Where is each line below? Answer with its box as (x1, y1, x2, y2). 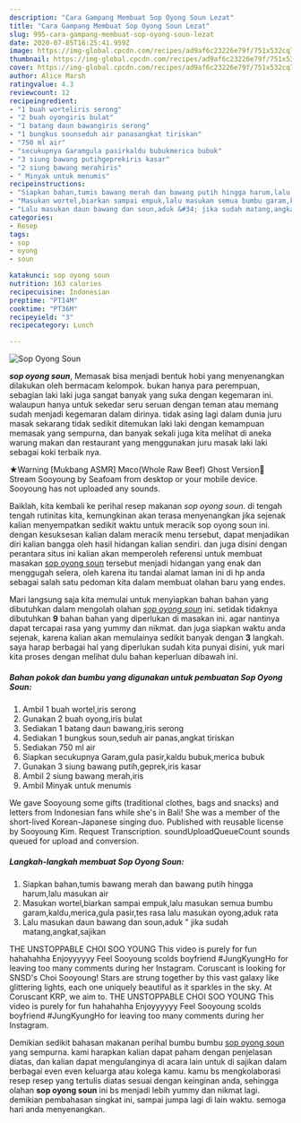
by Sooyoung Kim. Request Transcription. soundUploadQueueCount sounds (9, 826, 290, 837)
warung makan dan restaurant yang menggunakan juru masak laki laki (9, 437, 268, 448)
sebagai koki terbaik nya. (9, 447, 102, 458)
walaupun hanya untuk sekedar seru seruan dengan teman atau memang (9, 400, 279, 410)
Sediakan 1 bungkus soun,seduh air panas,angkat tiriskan (21, 732, 235, 744)
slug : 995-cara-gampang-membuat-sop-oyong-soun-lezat (9, 30, 215, 39)
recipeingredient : (9, 96, 78, 106)
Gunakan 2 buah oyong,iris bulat (21, 713, 143, 724)
